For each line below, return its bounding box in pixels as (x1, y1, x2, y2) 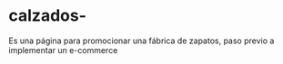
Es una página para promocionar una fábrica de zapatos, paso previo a (8, 35, 275, 46)
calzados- (8, 5, 87, 26)
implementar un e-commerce (8, 44, 118, 55)
